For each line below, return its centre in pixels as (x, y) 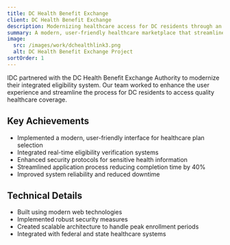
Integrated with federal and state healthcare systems (91, 234)
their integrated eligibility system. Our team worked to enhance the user (108, 85)
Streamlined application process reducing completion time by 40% (111, 167)
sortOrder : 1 (26, 58)
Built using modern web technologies (69, 212)
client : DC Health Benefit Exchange (59, 20)
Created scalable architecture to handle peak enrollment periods (108, 226)
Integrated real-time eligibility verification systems (88, 152)
